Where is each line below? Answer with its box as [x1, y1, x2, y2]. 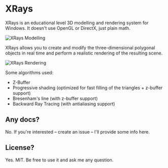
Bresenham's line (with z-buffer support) [12, 95, 98, 101]
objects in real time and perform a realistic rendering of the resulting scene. [5, 50, 163, 56]
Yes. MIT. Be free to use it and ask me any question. [5, 157, 114, 163]
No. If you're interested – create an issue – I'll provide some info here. [5, 129, 150, 135]
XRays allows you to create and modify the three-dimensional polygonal [5, 44, 155, 50]
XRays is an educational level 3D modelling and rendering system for [5, 20, 149, 26]
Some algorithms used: [5, 69, 54, 76]
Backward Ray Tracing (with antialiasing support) [12, 100, 115, 106]
